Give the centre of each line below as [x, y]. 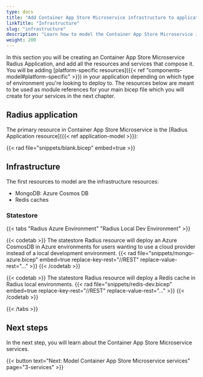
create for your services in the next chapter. [61, 96]
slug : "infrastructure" [36, 29]
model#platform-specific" [38, 77]
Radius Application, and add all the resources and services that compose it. [100, 64]
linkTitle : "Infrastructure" [43, 23]
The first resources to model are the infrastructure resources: [82, 181]
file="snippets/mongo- [166, 253]
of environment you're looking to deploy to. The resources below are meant [100, 83]
